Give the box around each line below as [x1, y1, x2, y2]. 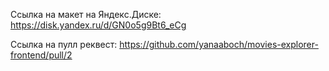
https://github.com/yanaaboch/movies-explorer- [119, 39, 319, 50]
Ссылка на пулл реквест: [10, 39, 118, 50]
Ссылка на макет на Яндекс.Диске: [10, 9, 162, 20]
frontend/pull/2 [10, 49, 73, 61]
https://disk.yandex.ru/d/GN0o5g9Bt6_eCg [10, 19, 187, 31]
